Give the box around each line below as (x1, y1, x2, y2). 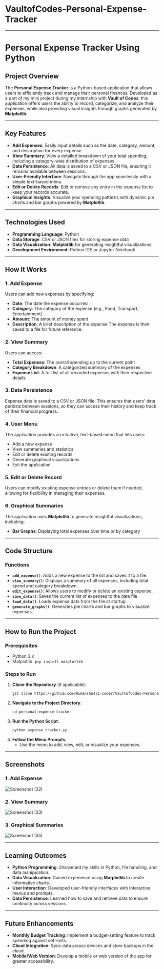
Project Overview (5, 72, 59, 80)
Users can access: (5, 350, 42, 356)
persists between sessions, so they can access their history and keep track (5, 403, 157, 409)
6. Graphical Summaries (5, 503, 63, 509)
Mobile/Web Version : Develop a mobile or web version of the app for (12, 953, 152, 959)
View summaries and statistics (12, 446, 74, 452)
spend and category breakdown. (12, 583, 78, 589)
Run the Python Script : (12, 718, 60, 724)
